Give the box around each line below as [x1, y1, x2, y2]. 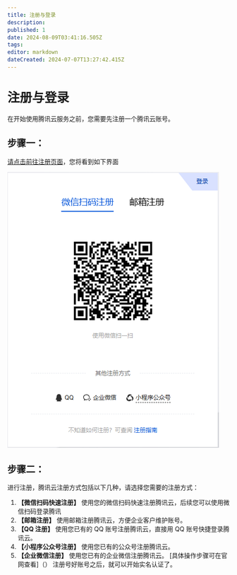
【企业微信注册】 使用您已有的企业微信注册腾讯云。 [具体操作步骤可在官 [17, 552, 228, 560]
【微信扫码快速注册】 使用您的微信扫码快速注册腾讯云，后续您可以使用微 [17, 499, 230, 507]
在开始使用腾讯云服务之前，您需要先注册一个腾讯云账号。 [7, 114, 174, 123]
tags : [7, 41, 23, 49]
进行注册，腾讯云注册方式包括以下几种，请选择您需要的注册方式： [7, 483, 199, 492]
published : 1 [7, 26, 46, 33]
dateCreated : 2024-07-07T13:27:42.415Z [7, 57, 125, 64]
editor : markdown [7, 49, 59, 56]
